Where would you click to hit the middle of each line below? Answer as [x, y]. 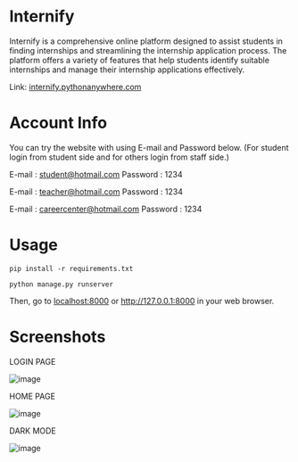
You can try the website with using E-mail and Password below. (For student [149, 147]
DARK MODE [33, 431]
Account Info [58, 123]
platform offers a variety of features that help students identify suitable [140, 60]
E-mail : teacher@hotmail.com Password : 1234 [96, 191]
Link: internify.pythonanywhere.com [75, 87]
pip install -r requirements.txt [71, 268]
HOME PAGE [33, 396]
